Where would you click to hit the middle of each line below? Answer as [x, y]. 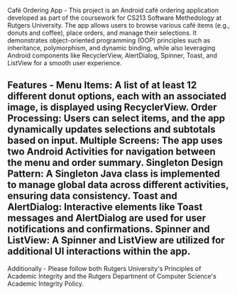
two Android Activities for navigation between [111, 152]
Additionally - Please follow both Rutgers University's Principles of [104, 268]
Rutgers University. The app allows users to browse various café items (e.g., [119, 25]
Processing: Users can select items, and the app [116, 119]
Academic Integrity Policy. [45, 284]
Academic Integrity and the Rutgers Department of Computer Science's [112, 276]
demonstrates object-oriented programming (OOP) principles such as [109, 40]
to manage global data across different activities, [118, 185]
